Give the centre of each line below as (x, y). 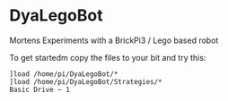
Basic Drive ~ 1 (39, 89)
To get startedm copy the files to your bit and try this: (108, 57)
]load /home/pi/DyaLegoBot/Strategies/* (86, 81)
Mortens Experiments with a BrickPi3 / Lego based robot (114, 40)
